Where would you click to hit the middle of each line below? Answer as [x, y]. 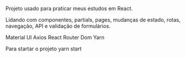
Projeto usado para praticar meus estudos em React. [69, 8]
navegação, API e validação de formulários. [58, 26]
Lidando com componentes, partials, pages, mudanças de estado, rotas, [93, 20]
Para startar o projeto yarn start [43, 49]
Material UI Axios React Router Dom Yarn [55, 37]
